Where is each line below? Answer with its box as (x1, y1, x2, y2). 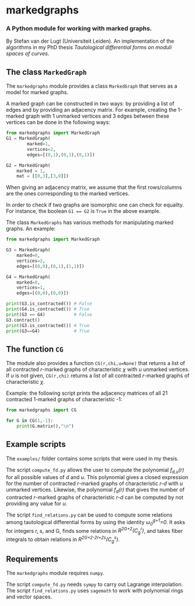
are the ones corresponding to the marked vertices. (6, 190, 130, 197)
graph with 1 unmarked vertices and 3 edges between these (25, 112, 170, 120)
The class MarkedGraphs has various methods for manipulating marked (6, 219, 173, 226)
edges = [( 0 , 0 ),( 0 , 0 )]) (16, 290, 69, 296)
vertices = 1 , (16, 285, 45, 291)
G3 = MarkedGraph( (6, 247, 51, 253)
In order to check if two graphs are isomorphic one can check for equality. (6, 201, 185, 208)
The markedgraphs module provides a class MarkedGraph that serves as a (6, 82, 178, 89)
